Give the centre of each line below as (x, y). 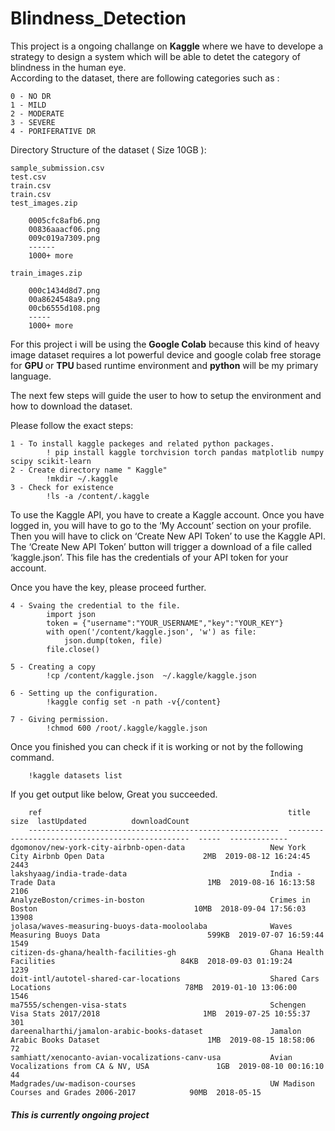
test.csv (28, 177)
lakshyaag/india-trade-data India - (156, 873)
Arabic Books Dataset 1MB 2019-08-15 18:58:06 (162, 1040)
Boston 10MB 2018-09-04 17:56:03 (158, 908)
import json (71, 614)
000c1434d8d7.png (64, 290)
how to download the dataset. (71, 406)
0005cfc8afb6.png (64, 220)
